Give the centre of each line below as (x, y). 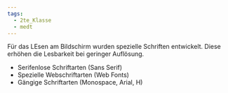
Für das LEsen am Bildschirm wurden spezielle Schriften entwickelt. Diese (114, 47)
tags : (15, 14)
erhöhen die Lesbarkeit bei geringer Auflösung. (76, 54)
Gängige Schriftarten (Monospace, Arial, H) (80, 83)
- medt (23, 27)
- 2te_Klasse (33, 20)
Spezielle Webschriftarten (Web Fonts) (73, 75)
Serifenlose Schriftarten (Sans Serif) (70, 68)
